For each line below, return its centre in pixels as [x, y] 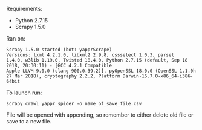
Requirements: [24, 9]
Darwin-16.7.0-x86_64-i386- [158, 76]
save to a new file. [29, 121]
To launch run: [24, 93]
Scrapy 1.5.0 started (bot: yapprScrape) [59, 50]
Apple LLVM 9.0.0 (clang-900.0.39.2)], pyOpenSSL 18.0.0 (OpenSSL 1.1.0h [101, 71]
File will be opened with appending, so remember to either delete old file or [100, 115]
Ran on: [16, 38]
